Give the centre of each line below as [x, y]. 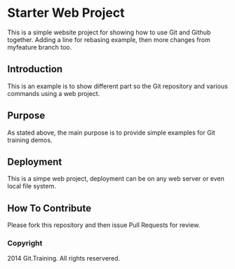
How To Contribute [49, 208]
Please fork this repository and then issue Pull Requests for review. [104, 225]
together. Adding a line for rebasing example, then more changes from [109, 39]
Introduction [35, 69]
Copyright [25, 243]
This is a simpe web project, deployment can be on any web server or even [116, 179]
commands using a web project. [54, 93]
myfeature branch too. [40, 47]
